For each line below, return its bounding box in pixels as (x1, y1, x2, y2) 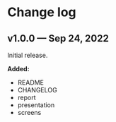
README (17, 78, 45, 87)
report (17, 93, 37, 102)
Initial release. (7, 51, 48, 59)
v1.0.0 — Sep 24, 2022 (7, 32, 110, 44)
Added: (7, 65, 30, 73)
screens (17, 109, 42, 116)
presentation (17, 101, 55, 109)
